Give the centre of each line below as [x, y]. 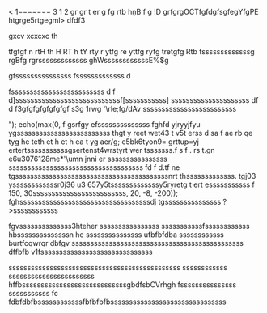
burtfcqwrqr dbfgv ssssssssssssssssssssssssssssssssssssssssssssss [126, 243]
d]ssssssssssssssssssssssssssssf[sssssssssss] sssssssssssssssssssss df [133, 100]
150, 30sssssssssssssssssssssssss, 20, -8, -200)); [93, 193]
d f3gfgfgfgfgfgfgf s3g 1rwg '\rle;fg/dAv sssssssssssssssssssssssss [123, 109]
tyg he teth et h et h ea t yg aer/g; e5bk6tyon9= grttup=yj [104, 142]
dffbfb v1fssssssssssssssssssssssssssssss [81, 252]
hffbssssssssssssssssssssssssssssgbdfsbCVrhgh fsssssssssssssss [123, 285]
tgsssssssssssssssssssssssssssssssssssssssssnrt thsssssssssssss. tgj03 [132, 176]
